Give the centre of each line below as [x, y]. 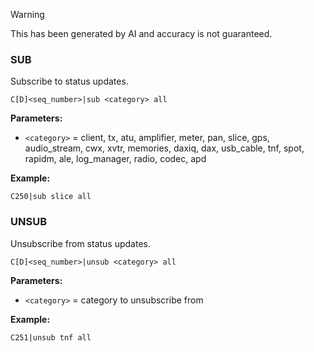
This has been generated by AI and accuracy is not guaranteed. [141, 33]
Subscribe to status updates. [69, 81]
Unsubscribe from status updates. [80, 243]
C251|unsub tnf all [51, 337]
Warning [27, 14]
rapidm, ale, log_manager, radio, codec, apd [115, 159]
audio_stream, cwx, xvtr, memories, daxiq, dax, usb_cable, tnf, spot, [164, 148]
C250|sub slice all [51, 197]
